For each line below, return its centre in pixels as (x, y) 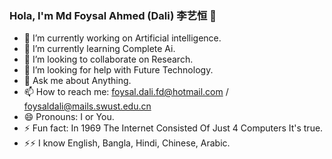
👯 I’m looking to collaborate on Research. (108, 59)
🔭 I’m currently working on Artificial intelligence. (122, 38)
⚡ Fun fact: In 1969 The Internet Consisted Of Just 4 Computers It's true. (173, 128)
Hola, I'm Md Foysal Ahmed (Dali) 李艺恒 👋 (113, 15)
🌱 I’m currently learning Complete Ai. (99, 49)
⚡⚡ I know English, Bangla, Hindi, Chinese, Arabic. (127, 143)
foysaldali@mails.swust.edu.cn (87, 106)
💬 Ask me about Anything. (77, 81)
